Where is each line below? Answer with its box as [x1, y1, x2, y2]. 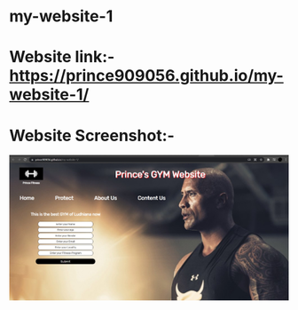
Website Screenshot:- [9, 125, 175, 146]
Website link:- [9, 47, 115, 68]
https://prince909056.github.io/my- [9, 66, 284, 86]
